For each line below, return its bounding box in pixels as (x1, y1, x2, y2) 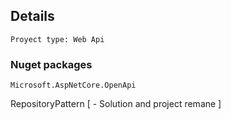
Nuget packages (10, 57, 93, 71)
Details (10, 8, 55, 25)
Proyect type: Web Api (10, 34, 105, 44)
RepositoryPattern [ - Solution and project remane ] (10, 98, 222, 110)
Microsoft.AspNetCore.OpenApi (10, 80, 137, 91)
